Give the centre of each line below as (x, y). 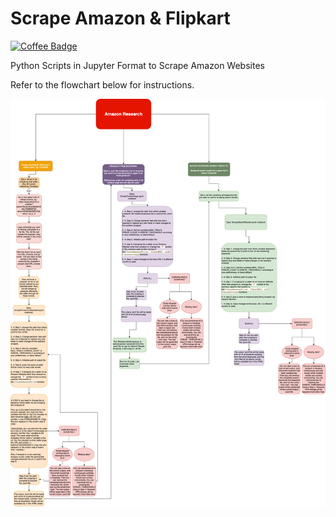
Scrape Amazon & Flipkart (120, 18)
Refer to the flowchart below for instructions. (102, 84)
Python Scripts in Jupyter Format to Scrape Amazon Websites (137, 65)
